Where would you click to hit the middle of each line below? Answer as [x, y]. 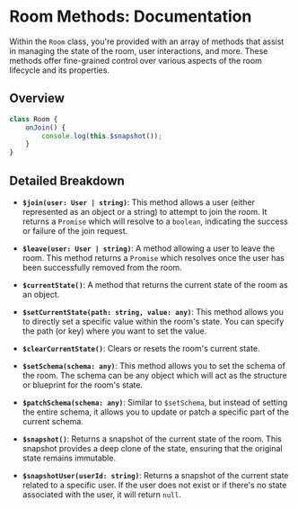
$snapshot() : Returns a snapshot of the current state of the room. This [152, 439]
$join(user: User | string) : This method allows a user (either [139, 202]
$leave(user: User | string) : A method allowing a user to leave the [149, 248]
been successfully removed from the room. [102, 267]
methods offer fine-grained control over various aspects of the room [136, 60]
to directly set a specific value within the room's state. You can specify [153, 321]
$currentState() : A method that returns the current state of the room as [155, 284]
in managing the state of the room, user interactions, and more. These [139, 50]
